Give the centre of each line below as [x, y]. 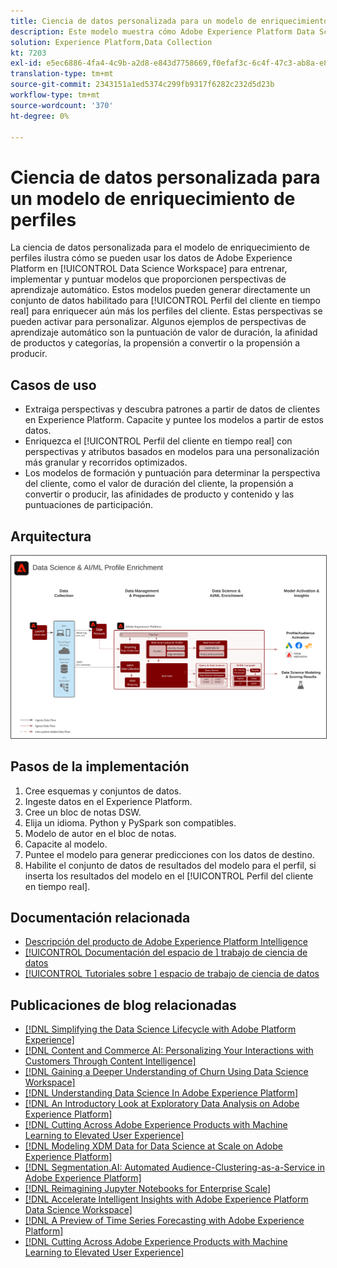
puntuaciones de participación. [88, 505]
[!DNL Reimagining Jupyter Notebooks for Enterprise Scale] [148, 1189]
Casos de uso [53, 385]
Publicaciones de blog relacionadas [123, 1005]
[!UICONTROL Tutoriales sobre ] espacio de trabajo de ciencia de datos [172, 974]
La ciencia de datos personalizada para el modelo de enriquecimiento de [160, 247]
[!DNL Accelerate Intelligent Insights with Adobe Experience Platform [166, 1199]
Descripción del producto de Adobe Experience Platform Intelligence [166, 942]
